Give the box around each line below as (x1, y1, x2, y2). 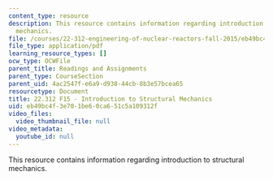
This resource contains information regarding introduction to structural (8, 155, 245, 165)
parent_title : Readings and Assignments (8, 65, 148, 73)
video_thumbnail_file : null (15, 118, 111, 126)
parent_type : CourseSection (8, 72, 104, 80)
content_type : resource (8, 11, 89, 20)
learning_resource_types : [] (8, 49, 107, 58)
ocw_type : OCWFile (8, 58, 71, 66)
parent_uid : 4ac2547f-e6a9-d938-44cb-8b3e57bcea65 (8, 79, 184, 88)
